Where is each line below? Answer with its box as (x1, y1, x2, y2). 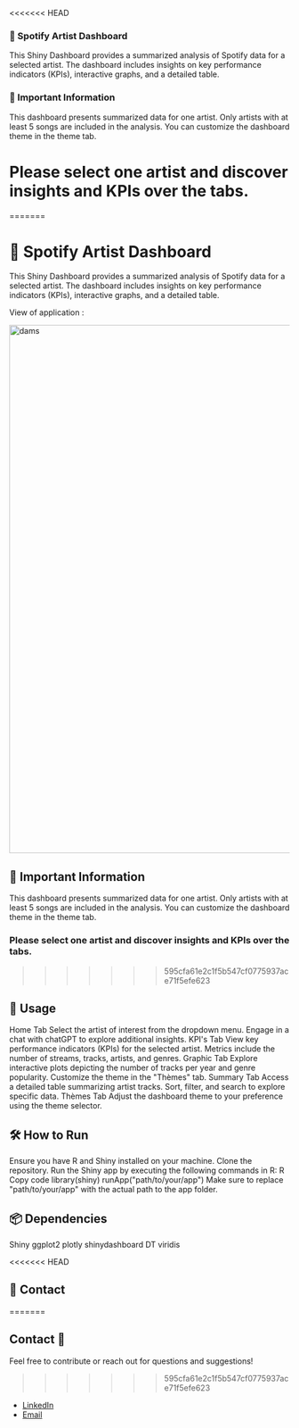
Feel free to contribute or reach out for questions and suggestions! (9, 1356, 254, 1366)
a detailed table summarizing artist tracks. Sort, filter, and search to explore (9, 1082, 286, 1092)
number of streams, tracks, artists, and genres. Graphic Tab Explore (9, 1053, 258, 1064)
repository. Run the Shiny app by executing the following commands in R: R (9, 1165, 285, 1176)
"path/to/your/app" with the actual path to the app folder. (9, 1184, 218, 1195)
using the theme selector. (9, 1100, 102, 1111)
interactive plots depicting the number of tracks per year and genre (9, 1062, 256, 1074)
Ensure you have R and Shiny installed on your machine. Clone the (9, 1156, 253, 1166)
